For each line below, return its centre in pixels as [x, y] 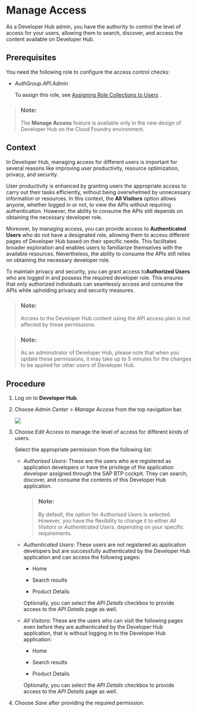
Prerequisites [31, 58]
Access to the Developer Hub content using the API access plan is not [105, 319]
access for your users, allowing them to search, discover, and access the [95, 32]
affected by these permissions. [58, 324]
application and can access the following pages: [82, 557]
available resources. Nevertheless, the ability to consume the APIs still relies [98, 254]
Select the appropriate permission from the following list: [84, 449]
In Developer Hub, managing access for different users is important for [92, 162]
